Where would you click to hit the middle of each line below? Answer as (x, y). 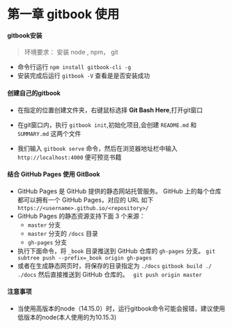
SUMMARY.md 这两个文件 (49, 133)
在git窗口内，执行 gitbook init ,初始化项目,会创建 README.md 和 (107, 125)
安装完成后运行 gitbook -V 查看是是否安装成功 (84, 76)
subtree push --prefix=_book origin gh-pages (84, 258)
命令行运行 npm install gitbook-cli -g (74, 67)
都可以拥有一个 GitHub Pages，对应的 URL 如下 (85, 200)
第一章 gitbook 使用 (63, 14)
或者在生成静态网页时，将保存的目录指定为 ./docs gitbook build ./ (115, 265)
